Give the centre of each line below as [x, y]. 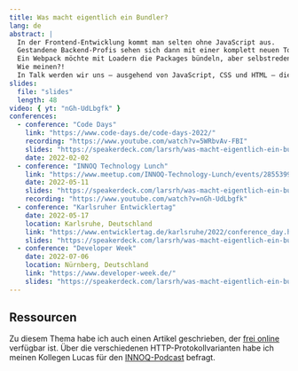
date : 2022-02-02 [57, 158]
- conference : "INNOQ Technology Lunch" [93, 166]
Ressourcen [43, 317]
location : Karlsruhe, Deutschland [89, 224]
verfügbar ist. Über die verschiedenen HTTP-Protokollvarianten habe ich [142, 348]
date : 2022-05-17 [57, 215]
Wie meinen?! [41, 67]
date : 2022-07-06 [57, 257]
